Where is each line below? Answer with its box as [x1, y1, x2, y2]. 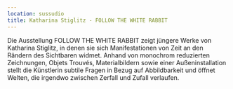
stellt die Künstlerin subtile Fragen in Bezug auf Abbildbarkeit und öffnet [7, 66, 215, 74]
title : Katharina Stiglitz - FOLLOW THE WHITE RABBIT [7, 17, 168, 24]
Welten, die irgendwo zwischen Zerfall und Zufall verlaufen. [7, 73, 180, 81]
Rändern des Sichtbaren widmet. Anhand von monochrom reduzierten [7, 50, 211, 60]
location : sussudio [7, 10, 65, 18]
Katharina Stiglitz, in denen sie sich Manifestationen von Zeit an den [7, 43, 204, 52]
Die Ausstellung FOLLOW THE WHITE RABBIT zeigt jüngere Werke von [7, 36, 212, 44]
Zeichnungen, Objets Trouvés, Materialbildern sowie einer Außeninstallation [7, 58, 227, 67]
